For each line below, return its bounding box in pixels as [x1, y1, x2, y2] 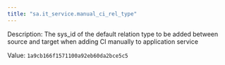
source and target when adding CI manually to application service [7, 37, 199, 46]
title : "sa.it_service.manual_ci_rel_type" [7, 10, 138, 18]
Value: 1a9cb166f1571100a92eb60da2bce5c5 [7, 51, 128, 59]
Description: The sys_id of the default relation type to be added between [7, 30, 219, 38]
